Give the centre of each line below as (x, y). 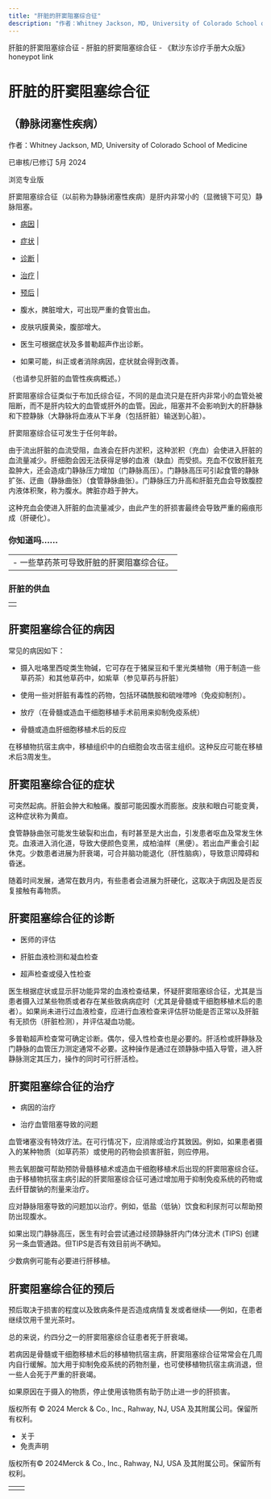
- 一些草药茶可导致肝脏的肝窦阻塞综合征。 (93, 562)
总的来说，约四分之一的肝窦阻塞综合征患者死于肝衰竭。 (100, 1337)
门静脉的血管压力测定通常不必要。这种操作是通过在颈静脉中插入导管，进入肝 (135, 1048)
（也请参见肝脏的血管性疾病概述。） (67, 378)
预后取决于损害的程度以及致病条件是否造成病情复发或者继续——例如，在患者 (135, 1310)
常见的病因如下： (37, 651)
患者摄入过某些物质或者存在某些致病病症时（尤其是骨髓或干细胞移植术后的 (132, 1001)
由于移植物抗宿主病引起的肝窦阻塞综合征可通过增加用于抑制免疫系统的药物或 (135, 1179)
